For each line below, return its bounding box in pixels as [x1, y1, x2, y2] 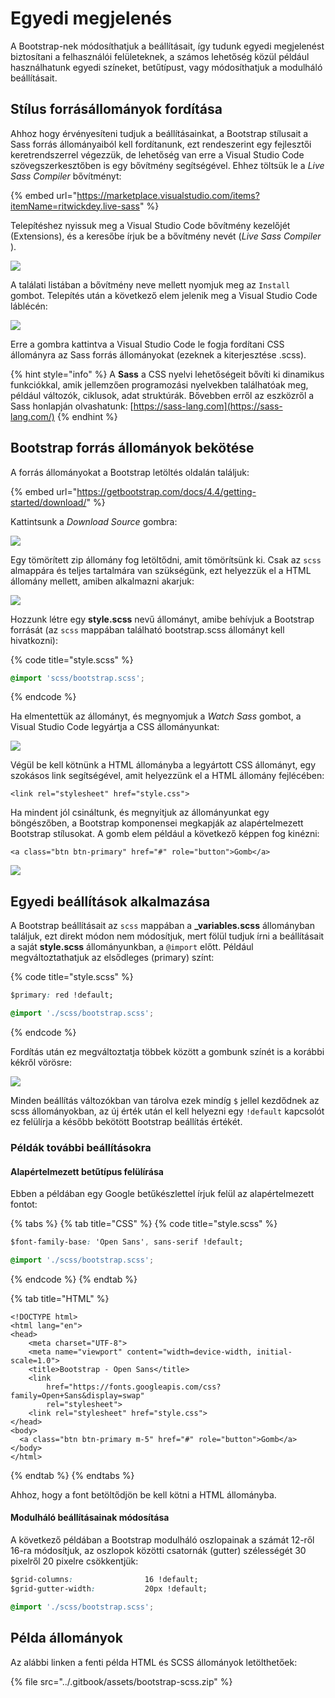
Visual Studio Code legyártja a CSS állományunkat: [10, 721, 220, 733]
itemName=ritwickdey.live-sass [10, 200, 140, 212]
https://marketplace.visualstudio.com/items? [76, 189, 260, 201]
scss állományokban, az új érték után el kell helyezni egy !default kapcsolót [10, 1105, 325, 1117]
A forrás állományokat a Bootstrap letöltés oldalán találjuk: [10, 466, 250, 478]
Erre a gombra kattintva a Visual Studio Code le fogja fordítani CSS [10, 338, 285, 350]
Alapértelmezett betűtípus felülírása [10, 1165, 164, 1177]
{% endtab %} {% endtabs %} [10, 1469, 135, 1481]
